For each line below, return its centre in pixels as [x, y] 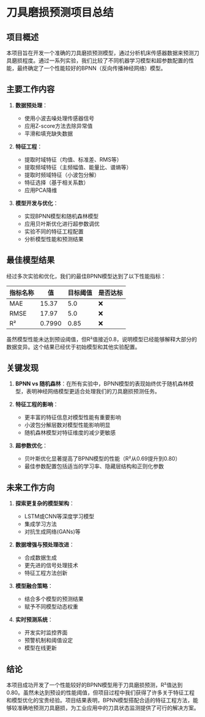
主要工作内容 [31, 89]
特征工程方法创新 [46, 573]
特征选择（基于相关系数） [57, 182]
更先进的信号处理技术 [51, 565]
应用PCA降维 [41, 190]
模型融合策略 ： [34, 586]
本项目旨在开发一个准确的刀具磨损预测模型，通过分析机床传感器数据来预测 [100, 53]
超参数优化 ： [31, 446]
